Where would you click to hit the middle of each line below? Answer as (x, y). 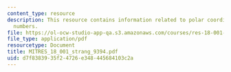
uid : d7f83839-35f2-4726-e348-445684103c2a (70, 58)
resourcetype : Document (41, 45)
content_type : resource (41, 13)
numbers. (26, 26)
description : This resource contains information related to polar (106, 20)
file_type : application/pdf (47, 39)
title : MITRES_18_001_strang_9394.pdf (63, 52)
